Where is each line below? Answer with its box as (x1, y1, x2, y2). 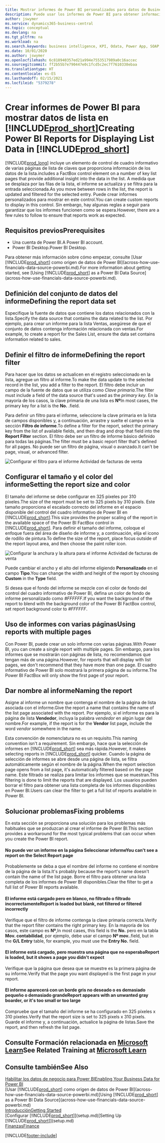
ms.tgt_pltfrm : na (5, 35, 43, 40)
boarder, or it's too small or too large (5, 998, 81, 1004)
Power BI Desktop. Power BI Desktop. (12, 245, 87, 251)
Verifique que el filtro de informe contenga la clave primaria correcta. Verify (5, 917, 157, 923)
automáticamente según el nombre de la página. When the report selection (5, 761, 156, 767)
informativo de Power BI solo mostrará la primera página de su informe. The (5, 667, 157, 673)
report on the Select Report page (5, 852, 74, 858)
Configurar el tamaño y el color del (5, 473, 113, 481)
